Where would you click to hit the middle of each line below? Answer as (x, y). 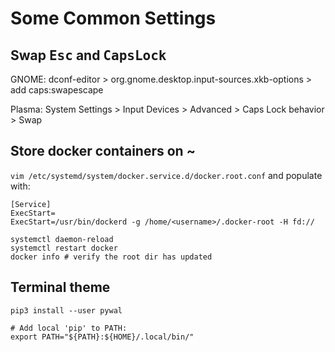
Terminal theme (60, 287)
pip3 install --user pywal (66, 310)
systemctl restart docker (64, 248)
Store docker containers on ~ (103, 151)
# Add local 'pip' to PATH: (69, 328)
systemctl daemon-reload (62, 239)
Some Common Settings (113, 18)
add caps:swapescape (57, 90)
